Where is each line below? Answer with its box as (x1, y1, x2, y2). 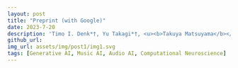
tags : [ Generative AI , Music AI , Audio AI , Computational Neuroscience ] (7, 50, 227, 57)
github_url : (7, 37, 42, 44)
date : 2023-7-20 (7, 23, 55, 30)
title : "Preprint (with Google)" (7, 17, 106, 24)
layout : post (7, 10, 46, 18)
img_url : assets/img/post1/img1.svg (7, 43, 115, 50)
